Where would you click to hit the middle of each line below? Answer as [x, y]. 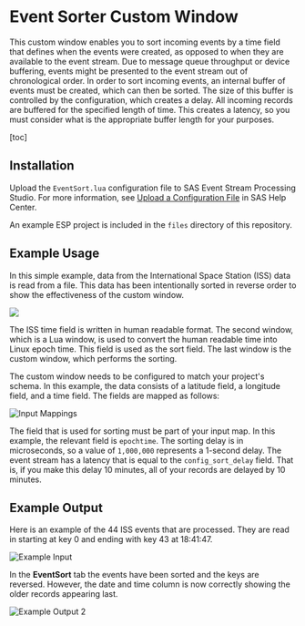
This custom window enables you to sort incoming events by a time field [145, 42]
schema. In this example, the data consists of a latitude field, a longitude [145, 385]
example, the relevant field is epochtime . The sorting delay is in [127, 440]
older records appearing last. [64, 594]
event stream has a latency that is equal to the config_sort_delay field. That [152, 460]
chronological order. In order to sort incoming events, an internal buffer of [147, 80]
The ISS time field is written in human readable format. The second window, [152, 329]
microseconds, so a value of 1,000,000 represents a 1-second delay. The [146, 450]
